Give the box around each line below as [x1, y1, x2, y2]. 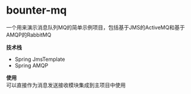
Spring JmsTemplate [14, 56, 65, 63]
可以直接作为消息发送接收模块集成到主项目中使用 [6, 81, 126, 89]
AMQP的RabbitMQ [6, 31, 52, 38]
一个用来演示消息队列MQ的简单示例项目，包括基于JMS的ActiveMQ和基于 [6, 24, 185, 31]
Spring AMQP [14, 61, 49, 69]
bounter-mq [6, 4, 67, 17]
